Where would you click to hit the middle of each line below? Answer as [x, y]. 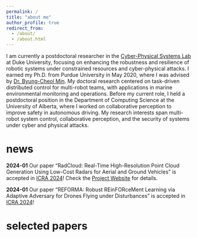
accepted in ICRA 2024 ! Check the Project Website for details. [82, 178]
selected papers [47, 226]
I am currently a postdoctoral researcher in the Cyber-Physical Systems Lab [98, 56]
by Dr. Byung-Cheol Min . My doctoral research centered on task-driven [93, 81]
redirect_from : [25, 28]
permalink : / [22, 12]
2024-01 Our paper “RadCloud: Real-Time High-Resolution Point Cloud [93, 165]
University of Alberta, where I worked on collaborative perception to [89, 106]
